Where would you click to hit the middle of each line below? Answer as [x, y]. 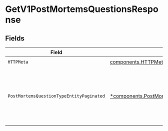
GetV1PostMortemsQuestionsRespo [82, 9]
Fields [15, 38]
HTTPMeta [18, 62]
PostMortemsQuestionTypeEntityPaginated [56, 96]
